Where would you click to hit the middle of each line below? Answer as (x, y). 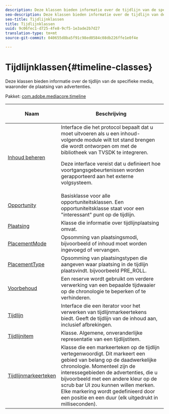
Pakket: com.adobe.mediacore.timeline (46, 96)
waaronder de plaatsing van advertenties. (48, 87)
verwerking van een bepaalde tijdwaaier (108, 285)
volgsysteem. (77, 183)
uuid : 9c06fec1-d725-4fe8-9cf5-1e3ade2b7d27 (53, 29)
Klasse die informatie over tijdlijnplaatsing (110, 223)
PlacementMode (27, 243)
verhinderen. (76, 297)
